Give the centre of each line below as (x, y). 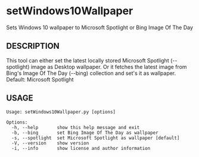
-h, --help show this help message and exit (76, 127)
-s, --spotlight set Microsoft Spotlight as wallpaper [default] (96, 138)
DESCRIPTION (33, 46)
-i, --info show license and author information (81, 148)
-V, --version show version (50, 143)
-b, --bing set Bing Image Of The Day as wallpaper (85, 133)
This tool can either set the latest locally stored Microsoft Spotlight (88, 60)
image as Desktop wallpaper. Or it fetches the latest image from (109, 67)
